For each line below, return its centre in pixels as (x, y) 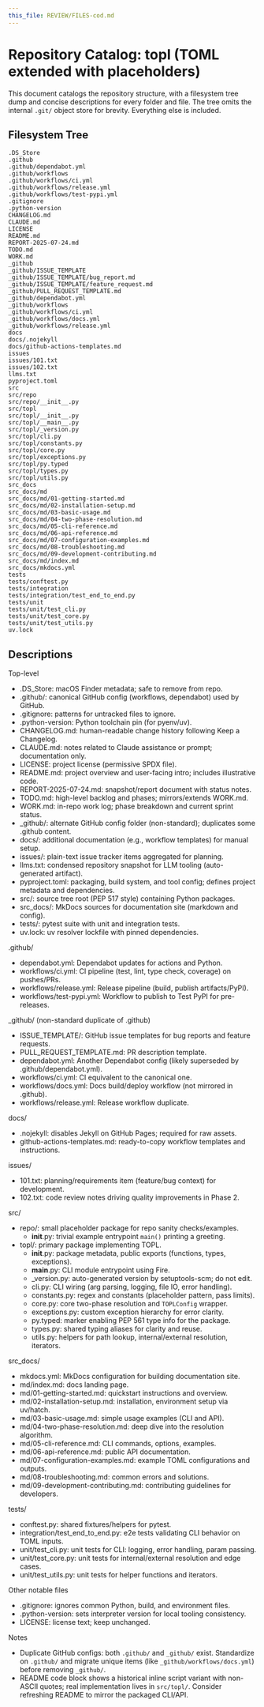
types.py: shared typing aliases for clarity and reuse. (117, 1329)
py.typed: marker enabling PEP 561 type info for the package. (131, 1321)
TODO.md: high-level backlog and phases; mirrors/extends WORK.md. (134, 798)
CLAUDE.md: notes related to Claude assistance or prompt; (116, 748)
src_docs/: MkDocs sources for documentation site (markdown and (129, 907)
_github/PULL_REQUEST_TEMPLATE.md (65, 292)
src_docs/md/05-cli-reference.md (63, 526)
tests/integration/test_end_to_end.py (72, 596)
